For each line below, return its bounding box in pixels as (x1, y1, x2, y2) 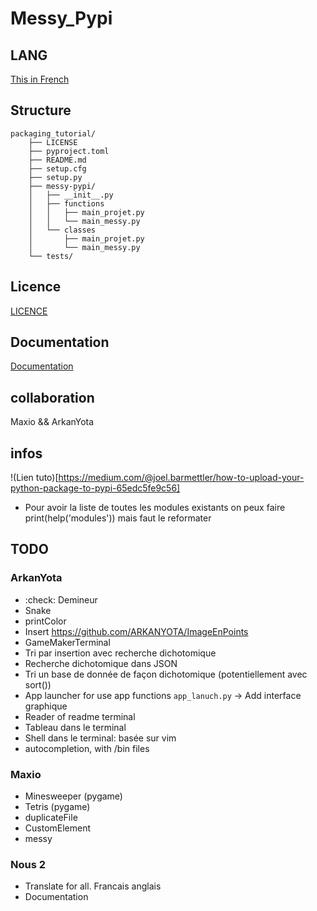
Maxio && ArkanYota (10, 416, 95, 428)
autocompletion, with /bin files (24, 742, 150, 754)
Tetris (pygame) (24, 801, 91, 813)
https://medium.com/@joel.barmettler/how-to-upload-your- (58, 472, 305, 484)
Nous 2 (10, 857, 47, 871)
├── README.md (28, 155, 87, 165)
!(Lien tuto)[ (10, 472, 59, 484)
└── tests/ (28, 251, 74, 261)
